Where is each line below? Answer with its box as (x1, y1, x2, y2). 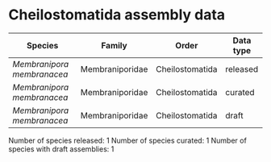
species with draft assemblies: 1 (8, 143, 115, 154)
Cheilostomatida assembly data (8, 6, 226, 24)
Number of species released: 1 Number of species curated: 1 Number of (8, 135, 248, 145)
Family (100, 39, 127, 51)
